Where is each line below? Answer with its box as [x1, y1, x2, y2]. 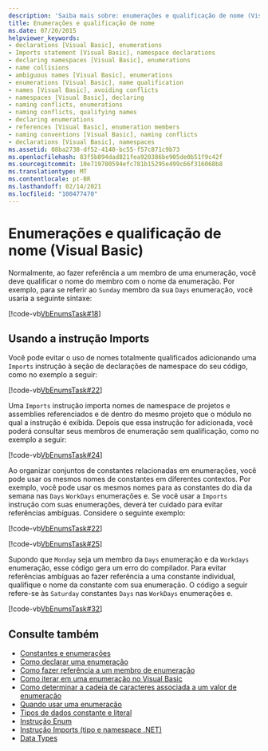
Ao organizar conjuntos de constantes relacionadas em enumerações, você [8, 466, 257, 475]
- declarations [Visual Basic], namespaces [8, 137, 156, 146]
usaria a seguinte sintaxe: [8, 293, 93, 303]
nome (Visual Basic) [8, 241, 144, 260]
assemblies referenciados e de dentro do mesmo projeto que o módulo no [8, 409, 252, 419]
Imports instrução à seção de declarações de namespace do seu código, [8, 361, 249, 372]
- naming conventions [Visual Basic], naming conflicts [8, 130, 198, 138]
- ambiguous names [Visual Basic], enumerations [8, 71, 173, 79]
